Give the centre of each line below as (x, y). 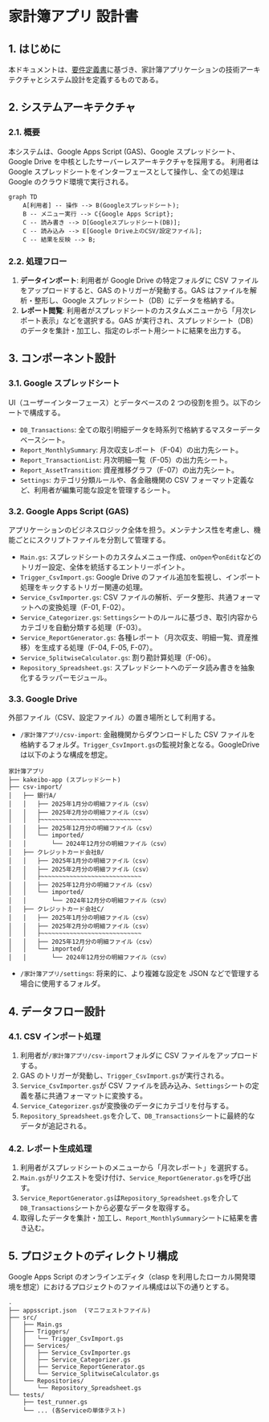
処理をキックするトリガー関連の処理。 (83, 587)
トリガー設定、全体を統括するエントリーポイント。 (104, 567)
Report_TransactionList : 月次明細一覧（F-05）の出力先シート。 (126, 460)
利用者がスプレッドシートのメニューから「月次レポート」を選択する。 (136, 1168)
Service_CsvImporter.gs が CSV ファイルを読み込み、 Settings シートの (136, 1085)
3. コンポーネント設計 (62, 359)
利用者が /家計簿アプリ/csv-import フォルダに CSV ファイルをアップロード (139, 1055)
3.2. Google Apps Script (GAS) (69, 511)
